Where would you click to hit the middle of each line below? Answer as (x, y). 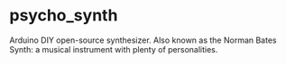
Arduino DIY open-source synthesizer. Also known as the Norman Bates (143, 40)
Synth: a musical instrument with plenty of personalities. (114, 49)
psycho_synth (64, 16)
